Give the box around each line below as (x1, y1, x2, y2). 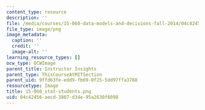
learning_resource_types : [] (6, 54, 81, 61)
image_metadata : (6, 32, 48, 38)
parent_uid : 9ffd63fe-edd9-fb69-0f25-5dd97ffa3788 (6, 77, 138, 83)
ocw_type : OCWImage (6, 60, 56, 66)
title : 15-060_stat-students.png (6, 89, 92, 95)
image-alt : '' (12, 49, 48, 55)
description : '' (6, 15, 48, 21)
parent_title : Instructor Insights (6, 65, 97, 72)
